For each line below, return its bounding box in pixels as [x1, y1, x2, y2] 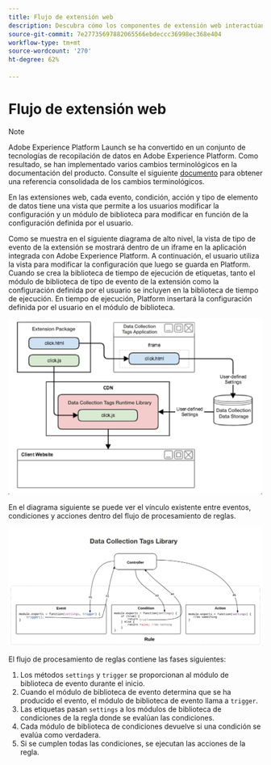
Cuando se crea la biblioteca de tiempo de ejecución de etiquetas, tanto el [8, 267, 256, 278]
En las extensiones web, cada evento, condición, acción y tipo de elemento [8, 192, 258, 202]
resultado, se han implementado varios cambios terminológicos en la [8, 159, 238, 169]
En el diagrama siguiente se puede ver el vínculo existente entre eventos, [8, 502, 252, 512]
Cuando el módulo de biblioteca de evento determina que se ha [19, 687, 231, 697]
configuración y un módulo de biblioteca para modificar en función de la [8, 209, 248, 219]
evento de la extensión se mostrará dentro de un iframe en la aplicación [8, 242, 247, 252]
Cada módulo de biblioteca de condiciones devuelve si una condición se [19, 721, 261, 731]
